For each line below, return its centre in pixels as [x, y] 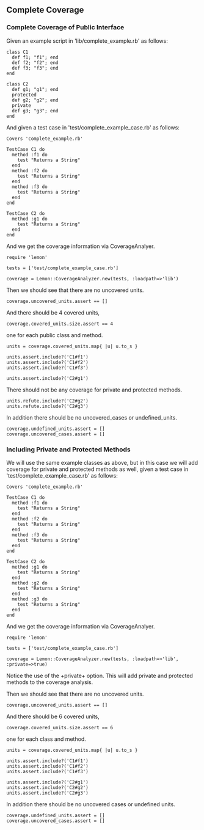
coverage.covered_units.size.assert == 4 [60, 324]
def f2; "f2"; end [35, 63]
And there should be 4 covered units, [53, 312]
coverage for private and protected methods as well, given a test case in [97, 469]
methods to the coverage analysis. [50, 682]
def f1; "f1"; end [35, 57]
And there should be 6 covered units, [53, 716]
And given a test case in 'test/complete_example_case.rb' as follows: [93, 127]
